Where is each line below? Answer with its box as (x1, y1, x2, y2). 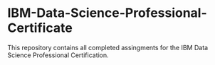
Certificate (7, 20, 73, 36)
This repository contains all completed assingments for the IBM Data (7, 43, 209, 52)
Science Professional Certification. (7, 51, 109, 59)
